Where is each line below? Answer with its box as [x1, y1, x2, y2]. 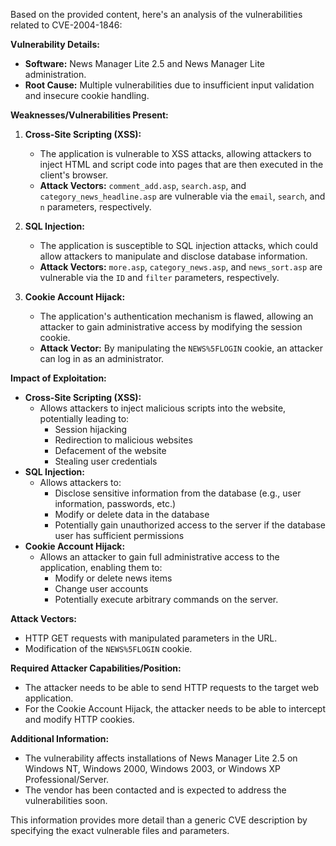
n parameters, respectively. [39, 201, 152, 213]
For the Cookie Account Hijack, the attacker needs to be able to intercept [24, 703, 326, 714]
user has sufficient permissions [54, 530, 185, 541]
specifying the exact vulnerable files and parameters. [10, 825, 230, 836]
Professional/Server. [24, 774, 110, 785]
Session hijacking [54, 424, 128, 435]
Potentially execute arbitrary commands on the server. [54, 594, 279, 605]
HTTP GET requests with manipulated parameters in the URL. [24, 632, 278, 644]
